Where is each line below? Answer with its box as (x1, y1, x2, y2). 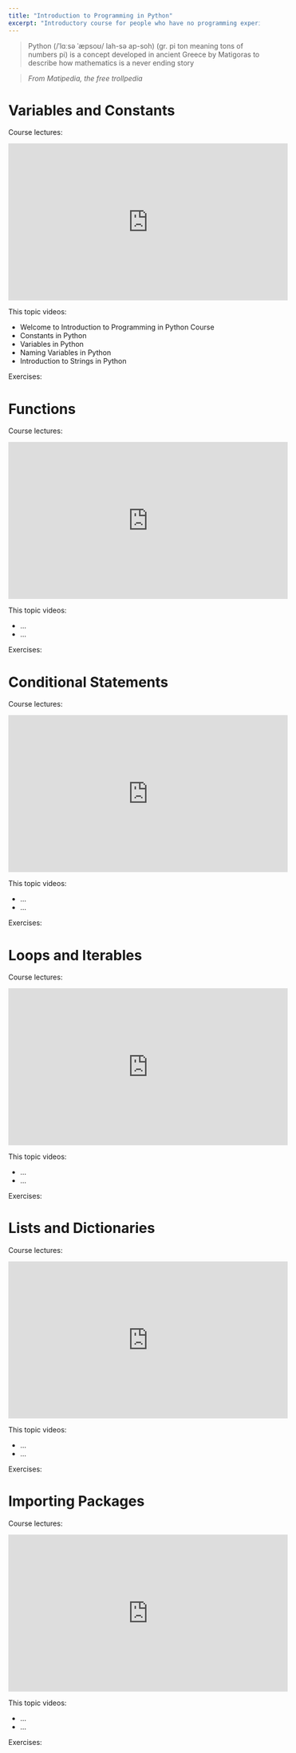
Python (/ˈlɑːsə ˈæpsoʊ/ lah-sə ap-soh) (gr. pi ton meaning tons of (27, 41, 243, 50)
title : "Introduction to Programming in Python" (8, 11, 173, 20)
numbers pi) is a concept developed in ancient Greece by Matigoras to (27, 49, 260, 59)
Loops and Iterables (8, 946, 142, 964)
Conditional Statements (8, 673, 169, 691)
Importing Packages (8, 1492, 145, 1511)
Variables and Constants (8, 101, 176, 120)
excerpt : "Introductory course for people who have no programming (8, 19, 238, 27)
